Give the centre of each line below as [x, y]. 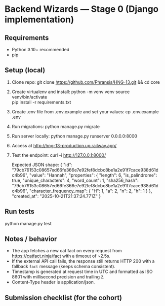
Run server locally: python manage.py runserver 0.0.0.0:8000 [75, 136]
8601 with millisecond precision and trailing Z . [58, 277]
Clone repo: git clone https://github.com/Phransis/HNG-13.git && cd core [86, 82]
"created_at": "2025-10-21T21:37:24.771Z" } [56, 196]
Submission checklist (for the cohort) [63, 297]
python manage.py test [28, 223]
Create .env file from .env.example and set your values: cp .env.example [85, 111]
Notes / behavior [31, 239]
